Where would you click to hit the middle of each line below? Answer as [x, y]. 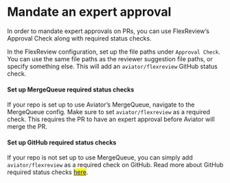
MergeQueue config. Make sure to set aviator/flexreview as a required [109, 112]
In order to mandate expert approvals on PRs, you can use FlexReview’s [108, 31]
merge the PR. [27, 127]
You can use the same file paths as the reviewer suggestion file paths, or [110, 58]
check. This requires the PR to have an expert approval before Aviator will [111, 119]
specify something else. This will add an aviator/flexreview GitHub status [113, 66]
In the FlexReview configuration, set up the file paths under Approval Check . [114, 52]
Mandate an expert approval [89, 12]
